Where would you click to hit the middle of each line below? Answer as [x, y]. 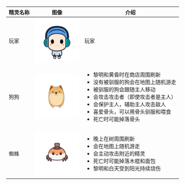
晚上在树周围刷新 [114, 139]
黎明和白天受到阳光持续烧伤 [127, 168]
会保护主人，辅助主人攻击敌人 [129, 104]
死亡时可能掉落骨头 [117, 119]
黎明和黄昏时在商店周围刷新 [127, 74]
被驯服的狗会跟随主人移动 [124, 89]
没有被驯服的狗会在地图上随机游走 [135, 82]
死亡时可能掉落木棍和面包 [124, 161]
